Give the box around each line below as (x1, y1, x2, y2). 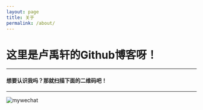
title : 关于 (6, 15, 34, 21)
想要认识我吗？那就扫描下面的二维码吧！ (6, 77, 107, 84)
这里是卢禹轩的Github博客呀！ (6, 48, 158, 62)
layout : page (6, 8, 39, 15)
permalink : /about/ (6, 20, 56, 26)
